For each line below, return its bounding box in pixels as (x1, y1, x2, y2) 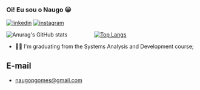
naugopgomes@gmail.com (15, 77, 83, 84)
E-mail (6, 60, 32, 71)
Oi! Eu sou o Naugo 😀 (6, 5, 72, 14)
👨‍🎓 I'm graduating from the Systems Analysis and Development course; (15, 43, 194, 50)
